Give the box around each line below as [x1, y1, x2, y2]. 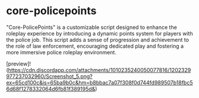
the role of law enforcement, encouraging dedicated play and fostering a [6, 43, 184, 50]
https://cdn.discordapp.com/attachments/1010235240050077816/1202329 [8, 66, 191, 73]
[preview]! [6, 60, 31, 67]
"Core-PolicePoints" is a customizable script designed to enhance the [6, 24, 177, 31]
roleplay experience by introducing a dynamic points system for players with [6, 30, 193, 37]
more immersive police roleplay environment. [6, 48, 117, 55]
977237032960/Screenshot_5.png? [6, 73, 93, 80]
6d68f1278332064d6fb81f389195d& [6, 85, 96, 92]
